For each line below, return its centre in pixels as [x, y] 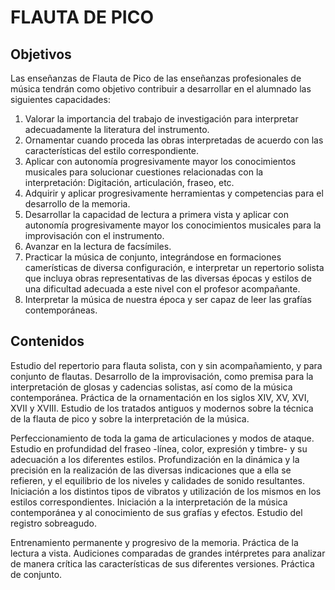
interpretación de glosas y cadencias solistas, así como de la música [151, 387]
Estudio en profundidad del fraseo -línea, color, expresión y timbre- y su [159, 448]
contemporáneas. [61, 310]
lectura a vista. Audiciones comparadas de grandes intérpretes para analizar [168, 553]
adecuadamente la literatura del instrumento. [117, 129]
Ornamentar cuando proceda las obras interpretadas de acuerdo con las [174, 140]
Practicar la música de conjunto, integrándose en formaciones [153, 257]
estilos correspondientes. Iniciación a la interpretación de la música [149, 502]
